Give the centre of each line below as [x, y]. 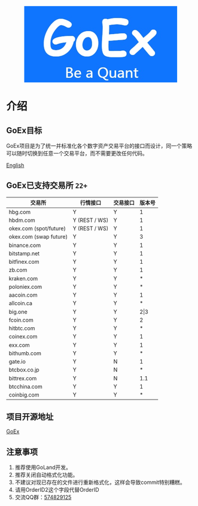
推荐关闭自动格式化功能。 [46, 475]
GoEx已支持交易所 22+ [47, 186]
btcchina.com [26, 386]
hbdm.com [22, 220]
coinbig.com [24, 395]
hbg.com [20, 212]
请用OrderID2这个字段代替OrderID [57, 490]
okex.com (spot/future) [37, 228]
